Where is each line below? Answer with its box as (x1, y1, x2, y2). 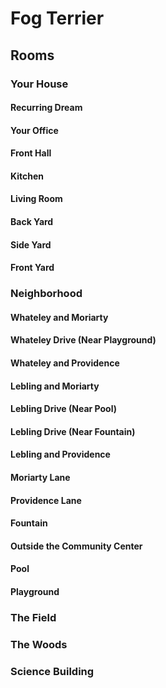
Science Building (10, 664, 95, 678)
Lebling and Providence (10, 448, 111, 461)
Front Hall (10, 147, 52, 159)
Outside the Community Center (10, 540, 143, 552)
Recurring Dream (10, 102, 83, 114)
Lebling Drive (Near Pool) (10, 403, 118, 415)
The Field (10, 610, 57, 624)
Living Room (10, 193, 63, 205)
